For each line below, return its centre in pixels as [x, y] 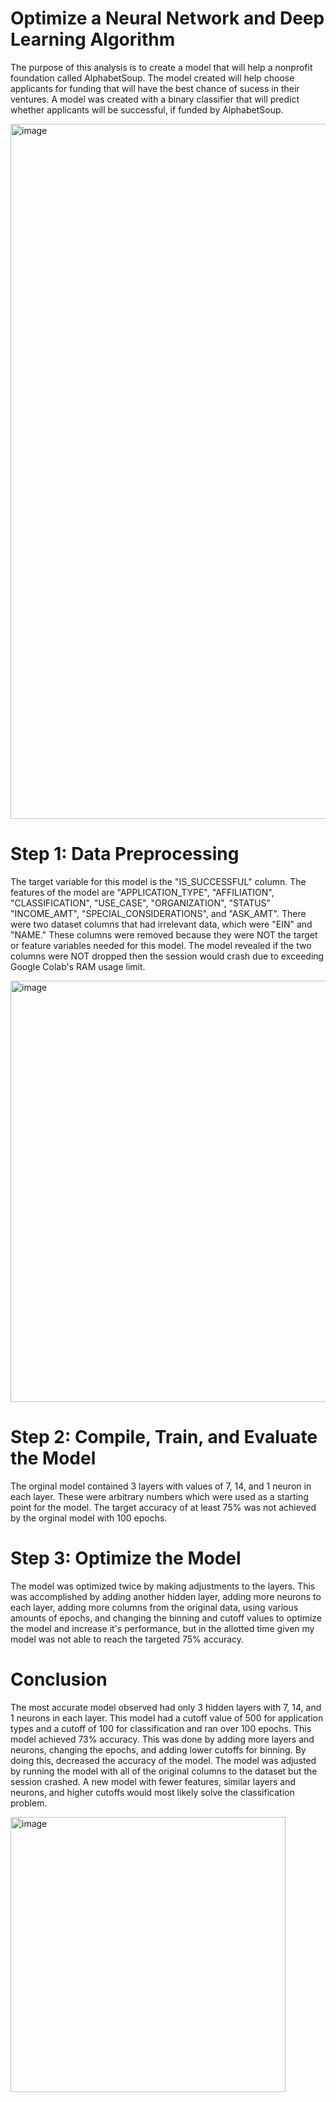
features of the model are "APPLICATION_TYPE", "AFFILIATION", [142, 892]
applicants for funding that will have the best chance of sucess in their [155, 88]
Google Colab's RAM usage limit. [78, 966]
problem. [29, 1803]
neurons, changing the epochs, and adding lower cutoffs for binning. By [158, 1749]
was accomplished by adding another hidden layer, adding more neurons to [166, 1596]
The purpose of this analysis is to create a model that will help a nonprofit [161, 67]
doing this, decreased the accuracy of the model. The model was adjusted [163, 1760]
